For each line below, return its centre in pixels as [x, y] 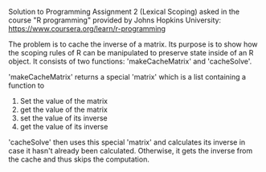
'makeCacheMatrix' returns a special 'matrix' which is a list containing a [127, 77]
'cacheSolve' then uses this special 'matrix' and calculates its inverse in [127, 142]
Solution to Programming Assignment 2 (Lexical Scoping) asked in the [124, 12]
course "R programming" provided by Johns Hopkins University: [115, 20]
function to [27, 85]
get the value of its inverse [64, 127]
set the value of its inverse [63, 118]
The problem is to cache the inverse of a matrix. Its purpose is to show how [133, 44]
